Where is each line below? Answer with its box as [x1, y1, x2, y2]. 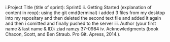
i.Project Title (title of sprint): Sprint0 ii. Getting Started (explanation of [5, 5, 152, 10]
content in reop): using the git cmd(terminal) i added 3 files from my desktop [5, 10, 165, 16]
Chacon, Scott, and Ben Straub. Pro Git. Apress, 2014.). [5, 31, 121, 37]
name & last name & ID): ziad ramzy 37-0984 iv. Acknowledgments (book [5, 26, 159, 32]
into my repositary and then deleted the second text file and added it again [5, 15, 161, 21]
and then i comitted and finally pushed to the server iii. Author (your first [5, 20, 156, 26]
